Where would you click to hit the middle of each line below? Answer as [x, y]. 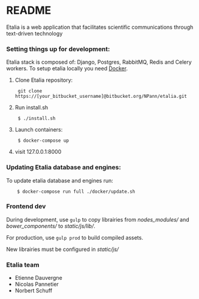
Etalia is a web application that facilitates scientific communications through [100, 27]
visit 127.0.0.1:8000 [38, 152]
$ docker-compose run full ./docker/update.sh [76, 192]
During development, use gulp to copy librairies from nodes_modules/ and [98, 219]
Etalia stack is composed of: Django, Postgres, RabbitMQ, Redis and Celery [99, 62]
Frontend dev [26, 207]
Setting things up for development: [58, 49]
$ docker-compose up [43, 141]
